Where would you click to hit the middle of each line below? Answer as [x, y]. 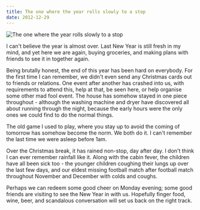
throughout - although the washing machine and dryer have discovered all [98, 102]
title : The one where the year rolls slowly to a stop [76, 12]
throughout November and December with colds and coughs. [82, 176]
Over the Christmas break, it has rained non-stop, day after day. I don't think [100, 151]
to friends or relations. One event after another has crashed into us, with [95, 83]
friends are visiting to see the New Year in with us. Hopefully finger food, [96, 194]
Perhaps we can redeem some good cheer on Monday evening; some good [99, 188]
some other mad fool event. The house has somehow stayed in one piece [97, 96]
